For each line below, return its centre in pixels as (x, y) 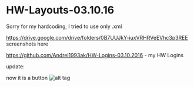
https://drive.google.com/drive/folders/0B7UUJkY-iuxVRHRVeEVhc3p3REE (97, 37)
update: (15, 66)
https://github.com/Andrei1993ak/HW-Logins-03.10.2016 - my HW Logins (95, 55)
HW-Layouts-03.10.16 (60, 10)
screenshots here (27, 44)
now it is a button (27, 78)
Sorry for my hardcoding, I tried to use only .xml (64, 26)
